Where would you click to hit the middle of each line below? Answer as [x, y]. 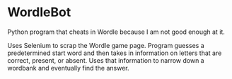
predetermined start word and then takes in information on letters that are [115, 53]
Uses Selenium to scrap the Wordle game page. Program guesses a [106, 45]
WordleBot [39, 12]
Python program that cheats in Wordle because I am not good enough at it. [116, 32]
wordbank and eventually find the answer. [68, 68]
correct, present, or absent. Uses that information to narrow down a [106, 60]
